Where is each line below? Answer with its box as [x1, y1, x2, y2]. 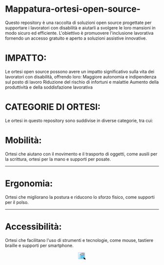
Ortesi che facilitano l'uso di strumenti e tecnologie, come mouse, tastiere [5, 237, 154, 243]
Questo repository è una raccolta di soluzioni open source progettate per [5, 20, 152, 25]
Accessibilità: [5, 221, 62, 232]
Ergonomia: [5, 178, 53, 189]
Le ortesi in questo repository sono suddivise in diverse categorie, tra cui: [5, 118, 153, 123]
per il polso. [5, 199, 29, 205]
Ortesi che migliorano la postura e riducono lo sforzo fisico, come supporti [5, 194, 155, 200]
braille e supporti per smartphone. [5, 242, 74, 248]
